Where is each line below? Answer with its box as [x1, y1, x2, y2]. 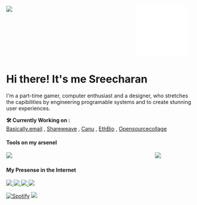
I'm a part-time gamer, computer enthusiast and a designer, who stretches [6, 92, 189, 99]
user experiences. [6, 105, 51, 112]
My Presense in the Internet [6, 166, 76, 174]
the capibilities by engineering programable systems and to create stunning [6, 98, 192, 105]
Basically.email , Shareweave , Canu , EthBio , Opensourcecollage [6, 125, 167, 132]
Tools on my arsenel [6, 138, 58, 146]
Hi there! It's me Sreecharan [6, 72, 148, 86]
